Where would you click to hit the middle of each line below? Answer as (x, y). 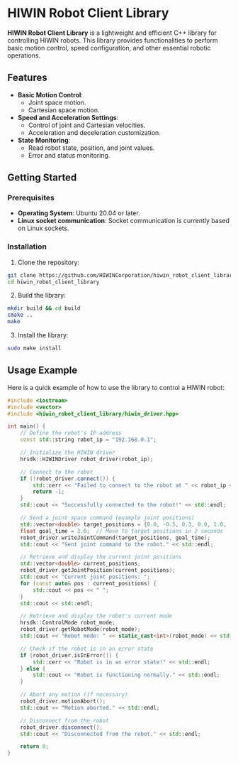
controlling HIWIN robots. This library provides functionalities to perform (113, 40)
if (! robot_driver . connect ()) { (68, 478)
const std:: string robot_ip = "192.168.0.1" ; (89, 440)
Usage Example (42, 370)
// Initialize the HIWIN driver (68, 453)
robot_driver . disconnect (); (61, 727)
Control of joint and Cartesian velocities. (87, 125)
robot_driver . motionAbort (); (63, 701)
